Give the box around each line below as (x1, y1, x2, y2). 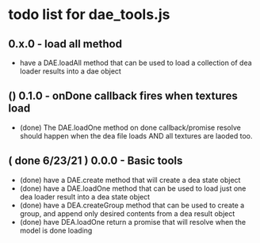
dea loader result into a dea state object (19, 192, 151, 201)
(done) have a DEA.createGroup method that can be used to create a (19, 200, 245, 210)
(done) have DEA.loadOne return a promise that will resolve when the (19, 217, 247, 226)
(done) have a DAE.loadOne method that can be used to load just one (19, 184, 247, 193)
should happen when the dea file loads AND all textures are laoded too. (19, 131, 253, 140)
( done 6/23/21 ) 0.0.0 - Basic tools (8, 154, 183, 168)
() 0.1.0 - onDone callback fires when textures (8, 89, 238, 103)
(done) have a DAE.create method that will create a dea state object (19, 175, 241, 184)
